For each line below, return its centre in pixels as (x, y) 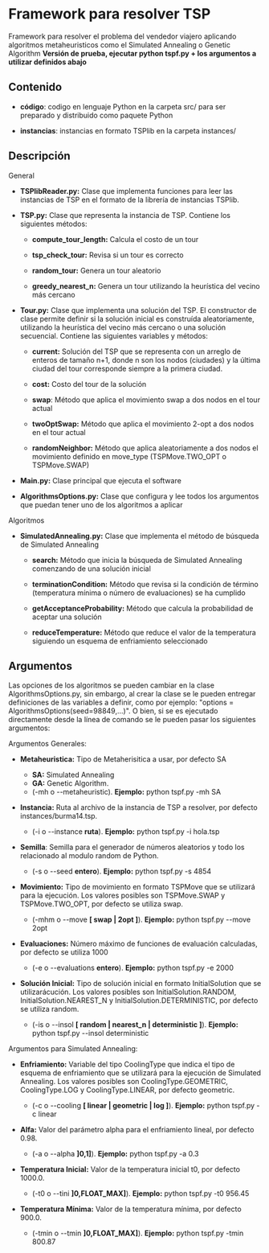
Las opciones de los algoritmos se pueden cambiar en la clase (112, 685)
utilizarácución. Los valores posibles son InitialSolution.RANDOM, (128, 992)
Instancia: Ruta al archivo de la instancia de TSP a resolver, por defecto (139, 807)
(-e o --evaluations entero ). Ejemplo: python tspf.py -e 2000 (133, 968)
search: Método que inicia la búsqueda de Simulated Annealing (137, 560)
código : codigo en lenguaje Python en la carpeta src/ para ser (123, 106)
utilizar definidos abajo (47, 62)
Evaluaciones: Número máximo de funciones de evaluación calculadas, (139, 944)
